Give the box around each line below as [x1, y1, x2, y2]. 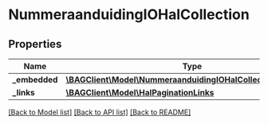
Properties [8, 37, 62, 51]
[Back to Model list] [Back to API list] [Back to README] [8, 107, 191, 117]
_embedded [12, 74, 58, 85]
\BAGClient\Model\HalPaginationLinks [65, 87, 215, 98]
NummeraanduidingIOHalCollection [8, 6, 250, 24]
